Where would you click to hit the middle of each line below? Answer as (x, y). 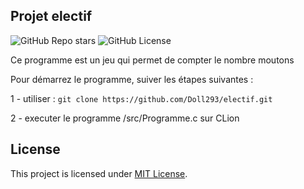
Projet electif (51, 16)
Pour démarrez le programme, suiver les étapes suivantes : (132, 79)
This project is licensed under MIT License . (99, 173)
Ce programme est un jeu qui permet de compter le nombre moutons (152, 60)
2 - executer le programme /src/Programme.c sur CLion (125, 118)
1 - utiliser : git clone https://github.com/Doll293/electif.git (141, 98)
